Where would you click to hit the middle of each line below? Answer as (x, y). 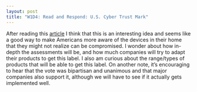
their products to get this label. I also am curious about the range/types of (96, 58)
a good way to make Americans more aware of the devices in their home (94, 40)
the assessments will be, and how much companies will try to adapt (103, 52)
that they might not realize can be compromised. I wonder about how (90, 46)
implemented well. (28, 83)
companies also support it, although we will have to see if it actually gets (94, 77)
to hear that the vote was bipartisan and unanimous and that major (87, 70)
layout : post (22, 11)
